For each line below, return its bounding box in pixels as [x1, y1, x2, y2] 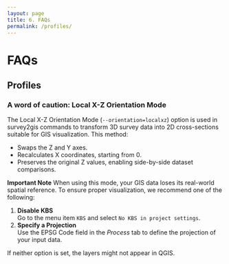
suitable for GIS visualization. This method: [7, 130, 129, 139]
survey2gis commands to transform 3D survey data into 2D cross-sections [7, 123, 219, 131]
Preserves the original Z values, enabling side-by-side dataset [17, 158, 194, 167]
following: [7, 193, 35, 202]
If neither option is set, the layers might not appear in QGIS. [7, 249, 175, 257]
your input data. [17, 236, 63, 244]
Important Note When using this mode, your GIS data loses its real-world [7, 179, 215, 187]
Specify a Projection [17, 221, 77, 230]
